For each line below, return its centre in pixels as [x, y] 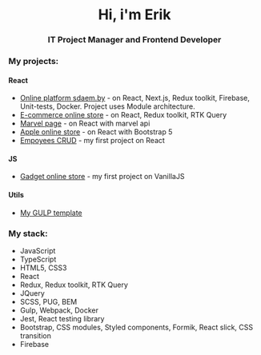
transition [36, 335]
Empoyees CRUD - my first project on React [92, 141]
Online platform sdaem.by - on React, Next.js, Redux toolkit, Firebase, [135, 98]
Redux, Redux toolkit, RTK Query [74, 285]
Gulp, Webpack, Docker [59, 310]
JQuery [32, 293]
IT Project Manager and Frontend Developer [135, 40]
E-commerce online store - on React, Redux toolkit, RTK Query [123, 115]
